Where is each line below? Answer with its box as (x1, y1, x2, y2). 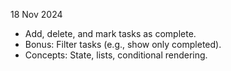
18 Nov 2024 (10, 9, 63, 20)
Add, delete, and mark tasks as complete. (24, 28, 197, 39)
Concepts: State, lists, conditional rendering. (24, 49, 208, 61)
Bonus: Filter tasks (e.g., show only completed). (24, 39, 222, 50)
